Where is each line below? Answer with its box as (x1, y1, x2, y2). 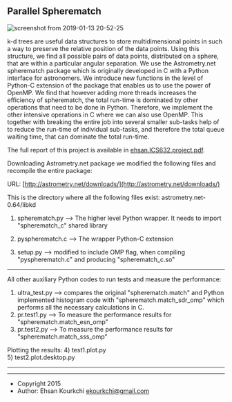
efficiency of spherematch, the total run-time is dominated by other (7, 96, 199, 104)
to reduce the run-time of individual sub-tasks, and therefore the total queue (7, 125, 224, 133)
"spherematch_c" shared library (17, 221, 108, 230)
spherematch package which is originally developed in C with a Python (7, 66, 209, 74)
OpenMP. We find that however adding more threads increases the (7, 88, 197, 97)
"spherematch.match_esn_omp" (17, 317, 108, 326)
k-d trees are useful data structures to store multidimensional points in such (7, 37, 223, 46)
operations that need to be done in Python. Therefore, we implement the (7, 103, 213, 111)
